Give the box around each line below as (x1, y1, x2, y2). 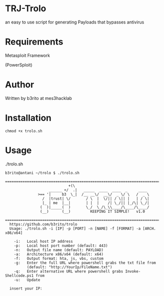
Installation (5, 113, 52, 123)
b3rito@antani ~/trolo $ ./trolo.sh (5, 170, 80, 175)
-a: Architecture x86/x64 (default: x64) (14, 251, 104, 257)
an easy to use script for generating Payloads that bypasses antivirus (5, 19, 144, 25)
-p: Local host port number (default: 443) (14, 243, 108, 248)
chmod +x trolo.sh (5, 128, 42, 134)
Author (5, 79, 34, 91)
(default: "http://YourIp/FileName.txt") (26, 265, 112, 270)
